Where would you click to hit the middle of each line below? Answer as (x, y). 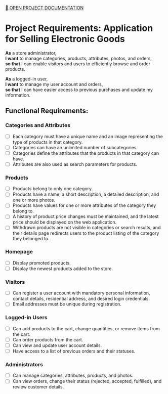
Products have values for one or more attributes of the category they (84, 205)
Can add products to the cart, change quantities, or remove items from (86, 328)
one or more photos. (34, 200)
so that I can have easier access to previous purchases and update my (79, 90)
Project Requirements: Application (79, 28)
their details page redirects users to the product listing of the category (86, 233)
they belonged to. (31, 239)
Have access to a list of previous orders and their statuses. (74, 351)
